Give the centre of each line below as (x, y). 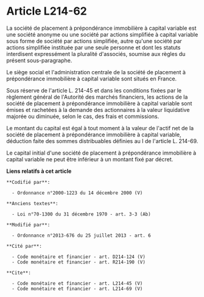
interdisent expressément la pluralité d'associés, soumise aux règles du (96, 54)
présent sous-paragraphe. (39, 60)
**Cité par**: (24, 246)
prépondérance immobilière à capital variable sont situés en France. (92, 79)
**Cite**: (19, 273)
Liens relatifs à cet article (39, 171)
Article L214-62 (47, 11)
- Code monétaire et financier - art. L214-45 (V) (77, 283)
